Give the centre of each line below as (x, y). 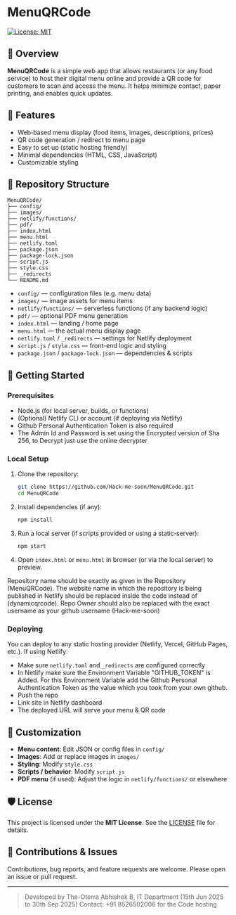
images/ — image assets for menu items (75, 301)
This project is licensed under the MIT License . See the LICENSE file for (111, 822)
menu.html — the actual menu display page (79, 331)
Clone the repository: (48, 474)
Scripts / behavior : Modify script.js (71, 772)
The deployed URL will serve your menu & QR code (92, 710)
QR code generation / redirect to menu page (81, 140)
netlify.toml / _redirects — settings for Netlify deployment (104, 338)
